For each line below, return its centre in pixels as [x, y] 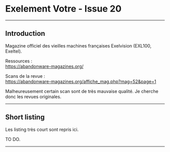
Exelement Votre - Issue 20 [63, 9]
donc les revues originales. [33, 96]
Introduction [25, 34]
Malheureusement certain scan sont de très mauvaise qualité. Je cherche [82, 91]
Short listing [25, 117]
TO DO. [13, 139]
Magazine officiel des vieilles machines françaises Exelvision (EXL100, [78, 45]
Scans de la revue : [25, 76]
